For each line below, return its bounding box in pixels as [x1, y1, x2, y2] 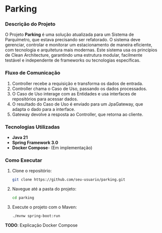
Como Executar [5, 157, 42, 163]
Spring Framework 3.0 [12, 140, 58, 146]
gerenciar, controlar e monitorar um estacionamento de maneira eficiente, [5, 42, 153, 48]
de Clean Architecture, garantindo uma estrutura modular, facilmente [5, 52, 143, 58]
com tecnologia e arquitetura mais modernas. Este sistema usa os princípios [5, 47, 158, 53]
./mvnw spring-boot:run [12, 214, 61, 218]
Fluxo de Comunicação [5, 69, 61, 76]
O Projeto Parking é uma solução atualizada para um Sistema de [5, 31, 134, 37]
